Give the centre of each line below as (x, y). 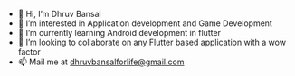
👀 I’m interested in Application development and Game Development (145, 23)
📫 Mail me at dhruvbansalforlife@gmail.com (101, 62)
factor (29, 52)
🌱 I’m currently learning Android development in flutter (119, 33)
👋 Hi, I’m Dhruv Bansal (59, 14)
